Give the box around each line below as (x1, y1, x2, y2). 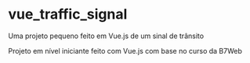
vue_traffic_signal (8, 5, 128, 23)
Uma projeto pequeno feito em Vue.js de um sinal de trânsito (8, 31, 205, 40)
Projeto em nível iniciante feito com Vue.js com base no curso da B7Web (8, 46, 243, 55)
